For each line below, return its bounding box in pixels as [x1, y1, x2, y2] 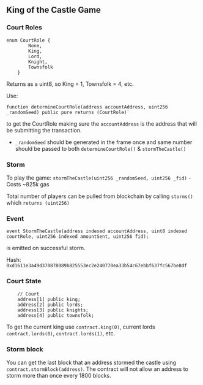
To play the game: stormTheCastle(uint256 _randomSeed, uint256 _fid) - [6, 174, 191, 181]
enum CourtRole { [6, 37, 51, 44]
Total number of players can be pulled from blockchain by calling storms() [6, 192, 194, 200]
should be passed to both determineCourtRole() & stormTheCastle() [15, 145, 186, 152]
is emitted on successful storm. [6, 245, 86, 252]
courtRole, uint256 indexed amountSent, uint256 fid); [6, 234, 149, 240]
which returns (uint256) [6, 199, 70, 206]
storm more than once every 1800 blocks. [6, 372, 111, 379]
